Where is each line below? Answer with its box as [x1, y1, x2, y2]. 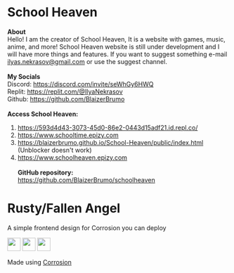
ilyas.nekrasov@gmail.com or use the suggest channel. [7, 57, 167, 65]
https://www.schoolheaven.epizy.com [17, 153, 128, 162]
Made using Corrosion [7, 258, 72, 266]
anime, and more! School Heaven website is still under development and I [7, 42, 220, 51]
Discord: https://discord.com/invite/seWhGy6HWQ [7, 80, 154, 88]
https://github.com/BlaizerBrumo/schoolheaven [17, 175, 156, 184]
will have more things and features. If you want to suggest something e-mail [7, 50, 228, 58]
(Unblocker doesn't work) [17, 146, 93, 154]
